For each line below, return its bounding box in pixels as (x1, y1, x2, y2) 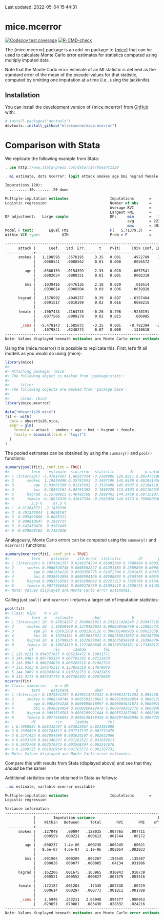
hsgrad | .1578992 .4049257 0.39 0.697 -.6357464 (18, 296, 150, 300)
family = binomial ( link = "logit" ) (14, 432, 86, 437)
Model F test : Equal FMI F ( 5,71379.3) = (5, 228, 152, 233)
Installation (5, 91, 40, 100)
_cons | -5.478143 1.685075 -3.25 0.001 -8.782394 (20, 323, 150, 328)
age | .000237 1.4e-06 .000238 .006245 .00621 (24, 842, 145, 848)
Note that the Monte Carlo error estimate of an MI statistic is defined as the (5, 66, 156, 72)
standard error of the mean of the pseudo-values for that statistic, (5, 72, 138, 78)
